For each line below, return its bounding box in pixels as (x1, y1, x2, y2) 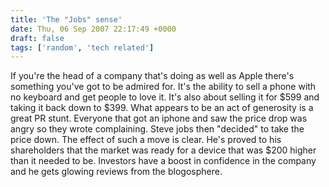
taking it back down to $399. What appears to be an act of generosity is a (10, 102, 314, 114)
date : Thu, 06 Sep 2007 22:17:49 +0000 (10, 24, 177, 34)
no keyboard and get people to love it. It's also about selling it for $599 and (10, 91, 320, 103)
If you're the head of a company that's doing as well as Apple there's (10, 70, 295, 82)
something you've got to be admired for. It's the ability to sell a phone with (10, 81, 317, 93)
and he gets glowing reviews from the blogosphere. (10, 166, 223, 178)
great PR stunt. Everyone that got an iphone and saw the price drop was (10, 112, 308, 125)
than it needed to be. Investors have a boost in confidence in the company (10, 155, 317, 167)
